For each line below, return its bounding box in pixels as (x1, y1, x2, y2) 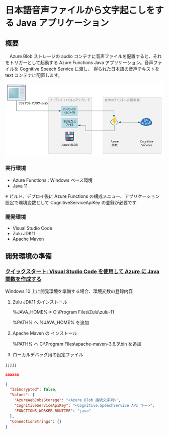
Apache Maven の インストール (12, 330, 77, 336)
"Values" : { (10, 392, 35, 398)
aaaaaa (5, 372, 19, 377)
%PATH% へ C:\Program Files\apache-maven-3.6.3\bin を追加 (12, 341, 142, 347)
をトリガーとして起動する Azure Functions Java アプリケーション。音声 (5, 60, 153, 66)
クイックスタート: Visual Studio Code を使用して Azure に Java (5, 268, 160, 275)
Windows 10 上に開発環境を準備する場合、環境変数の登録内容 (5, 288, 133, 294)
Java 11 (12, 183, 28, 189)
